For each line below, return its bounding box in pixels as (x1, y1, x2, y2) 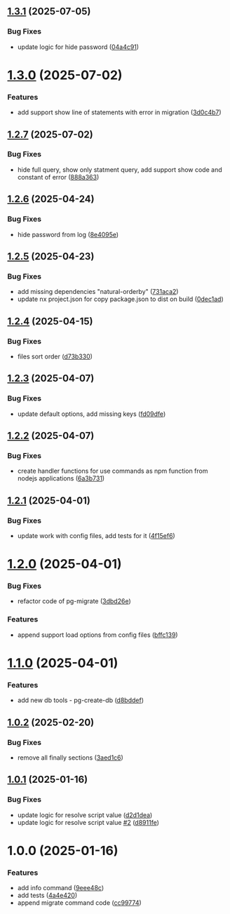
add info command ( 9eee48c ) (17, 884, 104, 892)
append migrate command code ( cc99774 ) (17, 899, 142, 907)
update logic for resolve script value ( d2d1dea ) (17, 810, 153, 819)
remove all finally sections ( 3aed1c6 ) (17, 753, 124, 762)
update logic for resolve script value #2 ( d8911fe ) (17, 818, 160, 826)
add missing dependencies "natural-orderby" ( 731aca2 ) (17, 288, 179, 296)
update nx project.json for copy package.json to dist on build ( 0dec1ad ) (17, 295, 224, 304)
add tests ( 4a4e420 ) (17, 891, 78, 900)
